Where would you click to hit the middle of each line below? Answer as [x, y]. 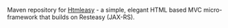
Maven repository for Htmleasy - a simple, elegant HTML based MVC [104, 10]
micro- [213, 10]
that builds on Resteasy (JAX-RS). [87, 17]
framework [23, 17]
